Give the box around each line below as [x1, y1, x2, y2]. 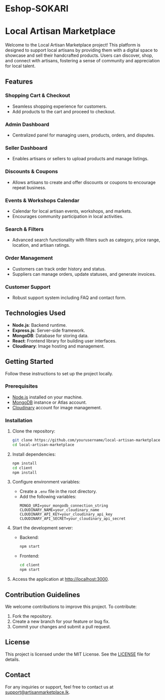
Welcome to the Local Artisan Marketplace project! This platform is [5, 42, 141, 48]
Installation [5, 417, 33, 424]
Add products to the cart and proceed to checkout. [12, 108, 116, 114]
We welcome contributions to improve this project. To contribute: [5, 604, 137, 610]
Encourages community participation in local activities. [12, 214, 124, 219]
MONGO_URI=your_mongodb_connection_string [19, 503, 108, 508]
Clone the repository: [12, 428, 56, 434]
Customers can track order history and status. [12, 265, 106, 272]
